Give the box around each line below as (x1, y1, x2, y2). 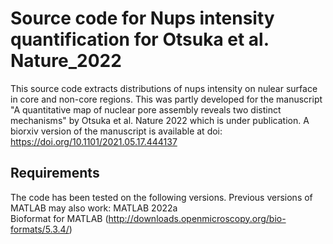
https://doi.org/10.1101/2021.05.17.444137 (10, 135, 178, 147)
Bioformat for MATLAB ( (10, 212, 109, 224)
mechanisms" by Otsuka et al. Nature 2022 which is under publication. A (10, 114, 310, 126)
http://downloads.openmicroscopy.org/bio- (108, 212, 287, 224)
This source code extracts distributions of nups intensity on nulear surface (10, 82, 318, 94)
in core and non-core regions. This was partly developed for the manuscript (10, 93, 323, 105)
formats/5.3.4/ (10, 223, 70, 235)
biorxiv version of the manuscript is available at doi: (10, 125, 223, 137)
